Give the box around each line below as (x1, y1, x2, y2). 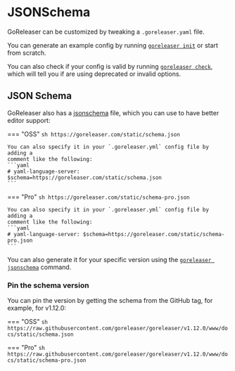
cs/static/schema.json (7, 331, 74, 338)
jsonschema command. (7, 263, 72, 271)
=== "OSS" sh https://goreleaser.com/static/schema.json (7, 129, 181, 138)
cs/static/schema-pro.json (7, 357, 87, 364)
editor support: (7, 116, 51, 124)
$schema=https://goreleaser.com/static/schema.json (7, 174, 162, 181)
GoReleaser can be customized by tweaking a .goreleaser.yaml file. (7, 27, 205, 36)
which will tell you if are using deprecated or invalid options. (7, 70, 182, 78)
